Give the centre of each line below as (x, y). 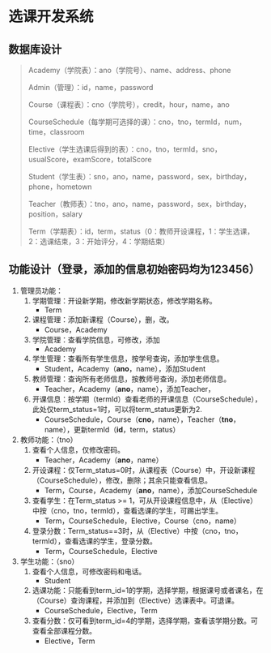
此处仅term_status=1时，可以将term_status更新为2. (117, 409)
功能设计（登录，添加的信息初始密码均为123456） (134, 270)
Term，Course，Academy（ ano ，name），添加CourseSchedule (150, 490)
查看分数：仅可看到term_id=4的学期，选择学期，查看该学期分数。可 (145, 621)
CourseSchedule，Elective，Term (101, 610)
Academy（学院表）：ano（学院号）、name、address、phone (129, 70)
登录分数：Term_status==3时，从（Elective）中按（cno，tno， (137, 531)
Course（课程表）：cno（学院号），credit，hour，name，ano (129, 105)
